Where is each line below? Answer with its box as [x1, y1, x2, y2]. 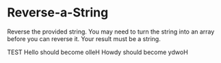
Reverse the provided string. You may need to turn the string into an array [7, 27, 215, 36]
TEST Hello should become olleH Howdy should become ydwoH [7, 48, 188, 56]
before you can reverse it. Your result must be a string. [7, 34, 161, 42]
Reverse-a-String [7, 5, 109, 21]
